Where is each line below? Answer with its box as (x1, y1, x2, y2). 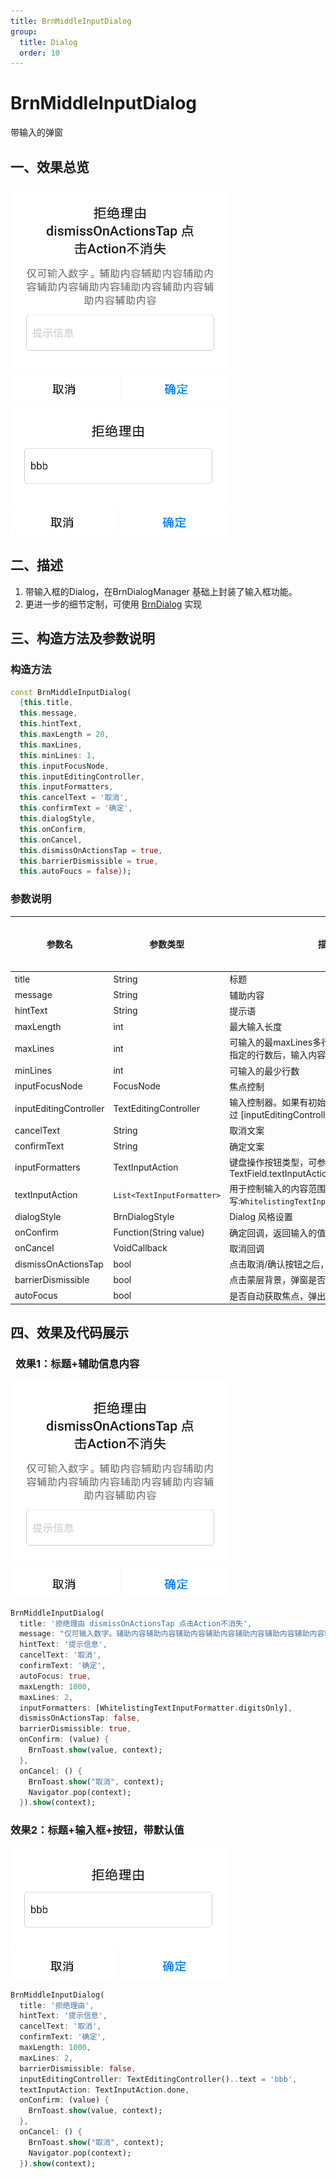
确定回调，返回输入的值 (229, 1226, 327, 1239)
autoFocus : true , (19, 1671, 92, 1681)
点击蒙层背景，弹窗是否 (229, 1274, 327, 1286)
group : (10, 26, 38, 37)
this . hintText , (19, 719, 83, 729)
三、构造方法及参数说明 (10, 630, 155, 647)
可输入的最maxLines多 (229, 1036, 322, 1049)
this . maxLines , (19, 740, 83, 750)
